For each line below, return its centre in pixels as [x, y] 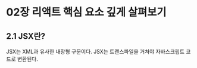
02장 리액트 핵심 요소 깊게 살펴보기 [86, 12]
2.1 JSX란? [26, 36]
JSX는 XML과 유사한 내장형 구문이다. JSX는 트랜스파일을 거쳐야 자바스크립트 [96, 52]
